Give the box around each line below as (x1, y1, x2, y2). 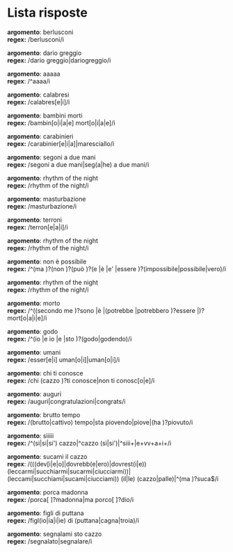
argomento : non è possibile (7, 257, 87, 266)
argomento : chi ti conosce (7, 368, 83, 377)
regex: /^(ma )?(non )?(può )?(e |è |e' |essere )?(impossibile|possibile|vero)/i (7, 264, 226, 273)
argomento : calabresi (7, 90, 70, 99)
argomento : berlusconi (7, 28, 74, 36)
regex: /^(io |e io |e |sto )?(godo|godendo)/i (7, 334, 132, 343)
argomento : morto (7, 299, 61, 307)
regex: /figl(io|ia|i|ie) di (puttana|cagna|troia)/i (7, 516, 139, 524)
